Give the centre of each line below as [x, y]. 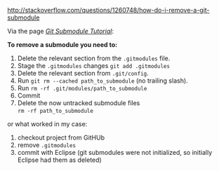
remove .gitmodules [46, 145]
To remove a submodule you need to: [62, 45]
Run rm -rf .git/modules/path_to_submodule [82, 88]
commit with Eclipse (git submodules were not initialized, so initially [115, 152]
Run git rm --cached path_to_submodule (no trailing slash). [102, 81]
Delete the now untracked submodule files [79, 103]
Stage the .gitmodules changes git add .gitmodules [94, 66]
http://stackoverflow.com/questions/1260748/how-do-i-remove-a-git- [108, 10]
